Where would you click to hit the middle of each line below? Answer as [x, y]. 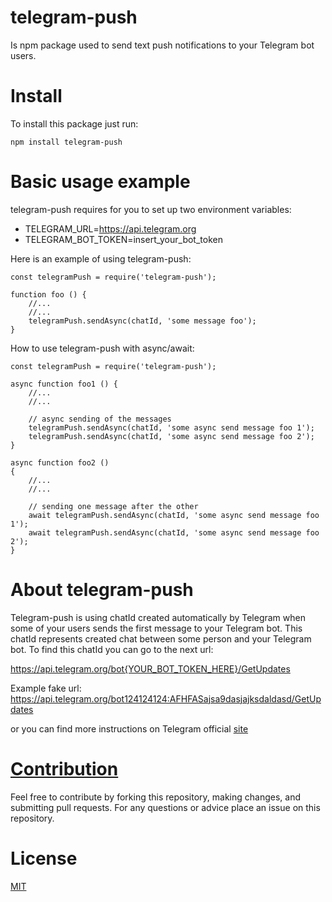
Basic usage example [100, 182]
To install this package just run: [74, 123]
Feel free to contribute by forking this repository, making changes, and [155, 797]
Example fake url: [46, 688]
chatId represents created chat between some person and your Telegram [161, 638]
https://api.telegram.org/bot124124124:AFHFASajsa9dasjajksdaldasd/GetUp [166, 698]
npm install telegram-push [66, 142]
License [44, 858]
